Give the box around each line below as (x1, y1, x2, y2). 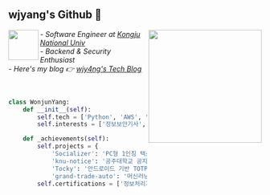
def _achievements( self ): (22, 135, 110, 143)
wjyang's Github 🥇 (8, 8, 102, 22)
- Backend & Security (39, 46, 111, 56)
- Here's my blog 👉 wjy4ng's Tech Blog (8, 63, 142, 73)
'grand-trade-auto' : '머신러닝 (51, 172, 150, 181)
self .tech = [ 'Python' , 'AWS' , (37, 113, 142, 121)
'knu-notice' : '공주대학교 (51, 157, 133, 165)
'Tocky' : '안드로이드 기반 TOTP (51, 165, 149, 173)
